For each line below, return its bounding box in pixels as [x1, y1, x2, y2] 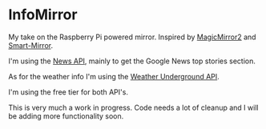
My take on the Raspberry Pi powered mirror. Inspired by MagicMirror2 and [8, 32, 256, 42]
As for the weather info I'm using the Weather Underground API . [8, 71, 220, 81]
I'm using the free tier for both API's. [8, 87, 128, 97]
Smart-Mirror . [8, 40, 54, 50]
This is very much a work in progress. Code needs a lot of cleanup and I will [8, 103, 259, 112]
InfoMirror [8, 6, 78, 24]
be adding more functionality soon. [8, 111, 124, 121]
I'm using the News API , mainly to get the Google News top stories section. [8, 56, 256, 66]
